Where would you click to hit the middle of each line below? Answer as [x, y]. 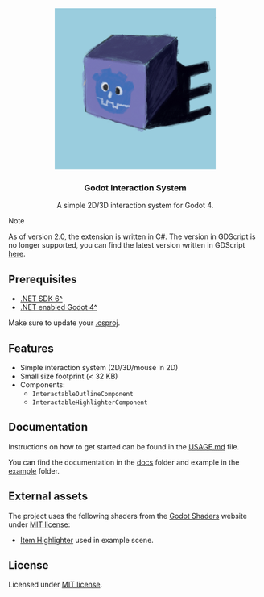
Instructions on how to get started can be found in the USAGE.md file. [124, 446]
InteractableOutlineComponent [83, 394]
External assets [48, 497]
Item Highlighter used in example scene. [87, 540]
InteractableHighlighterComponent [90, 403]
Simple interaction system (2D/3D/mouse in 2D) [99, 367]
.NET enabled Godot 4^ [59, 307]
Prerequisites [43, 279]
